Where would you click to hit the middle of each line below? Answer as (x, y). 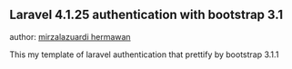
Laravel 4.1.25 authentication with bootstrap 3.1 (146, 15)
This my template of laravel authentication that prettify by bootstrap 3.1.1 (144, 54)
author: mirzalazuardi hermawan (70, 36)
